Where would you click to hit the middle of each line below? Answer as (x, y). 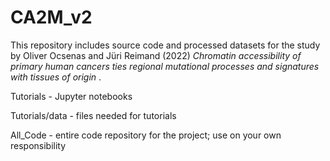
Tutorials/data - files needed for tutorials (93, 115)
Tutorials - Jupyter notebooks (71, 96)
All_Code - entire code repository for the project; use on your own (146, 135)
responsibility (38, 145)
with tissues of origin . (56, 77)
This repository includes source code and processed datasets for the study (165, 45)
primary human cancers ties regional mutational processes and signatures (165, 66)
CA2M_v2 (51, 17)
